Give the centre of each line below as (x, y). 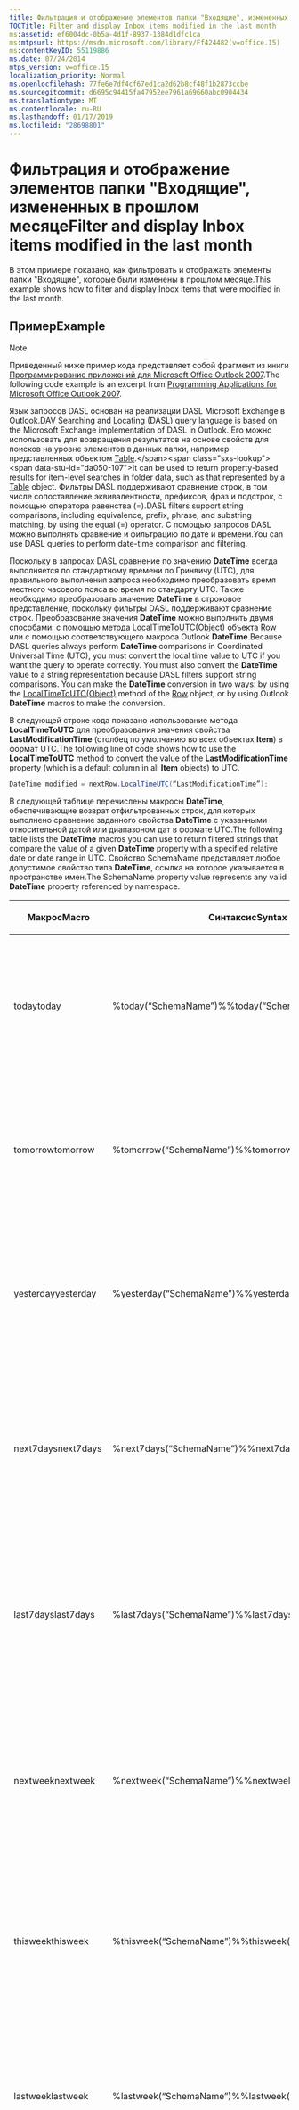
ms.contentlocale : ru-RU (55, 109)
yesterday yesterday (55, 1293)
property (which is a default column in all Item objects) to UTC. (125, 767)
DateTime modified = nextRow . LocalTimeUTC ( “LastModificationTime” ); (139, 784)
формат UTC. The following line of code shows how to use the (123, 748)
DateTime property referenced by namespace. (95, 886)
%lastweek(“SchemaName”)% (176, 2096)
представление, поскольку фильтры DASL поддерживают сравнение (141, 608)
